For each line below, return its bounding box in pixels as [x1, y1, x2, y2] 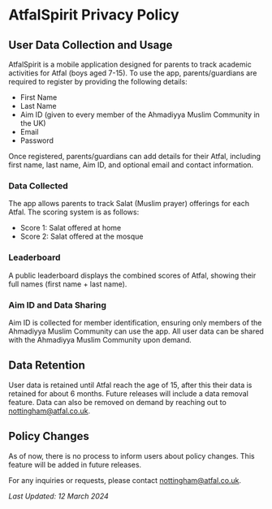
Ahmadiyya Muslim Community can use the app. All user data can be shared [8, 326, 264, 336]
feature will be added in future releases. [8, 459, 142, 469]
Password [19, 136, 54, 145]
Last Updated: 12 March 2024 [8, 491, 110, 501]
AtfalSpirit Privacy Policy [8, 6, 180, 24]
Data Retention [8, 359, 85, 373]
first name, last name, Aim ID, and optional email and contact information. [8, 160, 254, 170]
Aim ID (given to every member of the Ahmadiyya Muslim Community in [19, 110, 260, 119]
